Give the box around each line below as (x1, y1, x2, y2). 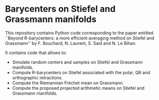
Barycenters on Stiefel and (5, 3, 116, 15)
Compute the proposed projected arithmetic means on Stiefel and (12, 85, 145, 91)
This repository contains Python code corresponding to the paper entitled (5, 30, 154, 36)
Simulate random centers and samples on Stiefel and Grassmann (12, 59, 143, 65)
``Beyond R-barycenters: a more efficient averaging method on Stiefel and (5, 35, 155, 41)
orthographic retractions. (12, 75, 63, 80)
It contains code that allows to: (5, 50, 67, 56)
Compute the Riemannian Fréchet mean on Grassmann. (12, 80, 124, 86)
